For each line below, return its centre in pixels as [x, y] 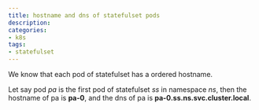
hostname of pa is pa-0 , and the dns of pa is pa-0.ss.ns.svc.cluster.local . [130, 98]
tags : [17, 45]
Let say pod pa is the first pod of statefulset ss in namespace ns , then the [128, 90]
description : [30, 23]
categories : [28, 30]
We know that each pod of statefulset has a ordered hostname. [111, 74]
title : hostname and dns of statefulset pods [84, 15]
